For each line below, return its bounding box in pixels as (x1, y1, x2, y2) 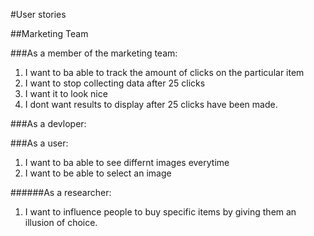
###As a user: (10, 137, 69, 149)
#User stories (10, 9, 67, 20)
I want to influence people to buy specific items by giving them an (24, 206, 297, 218)
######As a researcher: (10, 187, 112, 198)
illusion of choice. (24, 217, 98, 228)
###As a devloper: (10, 118, 87, 129)
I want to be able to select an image (24, 167, 172, 179)
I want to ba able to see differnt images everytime (24, 157, 230, 168)
